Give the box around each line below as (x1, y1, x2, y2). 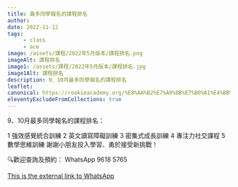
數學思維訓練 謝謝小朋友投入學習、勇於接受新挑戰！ (7, 140, 158, 149)
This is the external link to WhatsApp (7, 171, 115, 180)
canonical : (7, 89, 40, 96)
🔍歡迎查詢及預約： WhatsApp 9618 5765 (7, 155, 127, 164)
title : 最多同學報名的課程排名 (7, 10, 88, 18)
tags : (7, 30, 23, 38)
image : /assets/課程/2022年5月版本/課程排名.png (7, 50, 143, 57)
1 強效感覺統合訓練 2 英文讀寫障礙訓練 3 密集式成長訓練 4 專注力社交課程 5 (7, 132, 225, 140)
